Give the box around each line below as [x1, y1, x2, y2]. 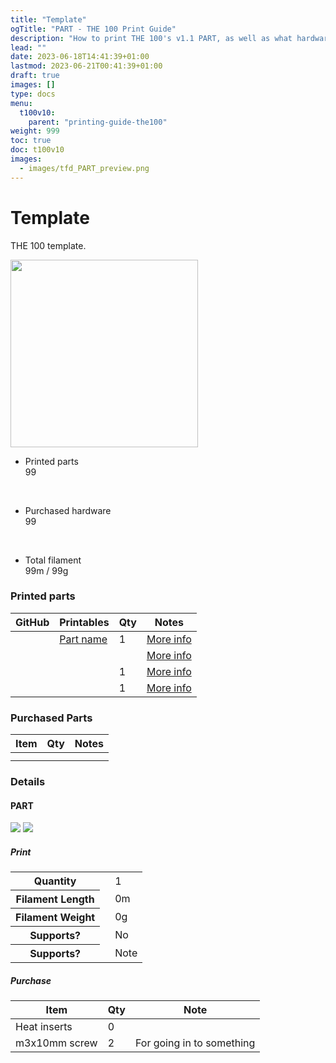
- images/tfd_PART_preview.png [19, 163, 150, 173]
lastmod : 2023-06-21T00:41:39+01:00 [10, 61, 163, 71]
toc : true [10, 136, 52, 146]
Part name [59, 632, 108, 646]
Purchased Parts [10, 711, 93, 725]
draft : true [10, 71, 60, 81]
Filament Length [15, 892, 95, 906]
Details [10, 775, 46, 789]
